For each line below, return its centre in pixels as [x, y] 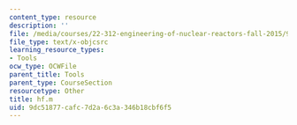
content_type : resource [53, 17]
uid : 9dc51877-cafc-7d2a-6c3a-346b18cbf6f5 [91, 107]
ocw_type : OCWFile [43, 67]
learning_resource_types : [57, 50]
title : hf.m [31, 99]
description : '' [39, 26]
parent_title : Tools [47, 75]
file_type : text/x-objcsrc [59, 42]
